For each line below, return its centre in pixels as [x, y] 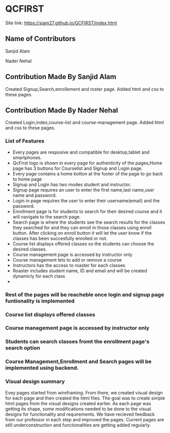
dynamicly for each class [39, 276]
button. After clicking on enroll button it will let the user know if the [82, 233]
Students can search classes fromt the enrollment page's [77, 342]
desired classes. [30, 249]
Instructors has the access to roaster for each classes [69, 265]
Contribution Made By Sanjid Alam [61, 77]
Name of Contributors [41, 39]
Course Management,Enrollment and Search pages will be [78, 362]
